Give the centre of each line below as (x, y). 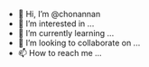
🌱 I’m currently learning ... (66, 33)
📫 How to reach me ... (60, 53)
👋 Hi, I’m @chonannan (59, 14)
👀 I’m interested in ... (56, 24)
